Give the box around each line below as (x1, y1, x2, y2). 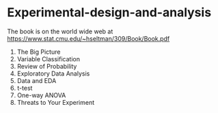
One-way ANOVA (16, 91, 66, 99)
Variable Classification (16, 54, 81, 63)
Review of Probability (16, 62, 77, 70)
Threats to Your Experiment (16, 98, 95, 106)
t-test (16, 84, 33, 92)
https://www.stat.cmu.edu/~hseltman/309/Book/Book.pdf (7, 34, 170, 42)
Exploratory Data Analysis (16, 69, 90, 78)
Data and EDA (16, 76, 57, 84)
